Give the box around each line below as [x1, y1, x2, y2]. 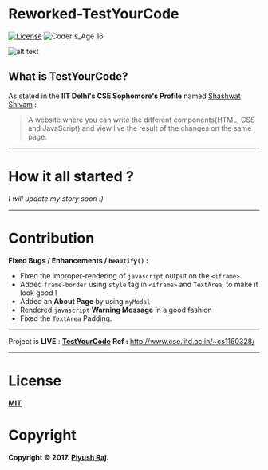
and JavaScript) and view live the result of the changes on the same [27, 123, 252, 132]
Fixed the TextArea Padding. [19, 313, 112, 323]
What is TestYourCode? [8, 69, 128, 84]
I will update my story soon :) [8, 193, 104, 203]
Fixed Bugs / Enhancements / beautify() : [8, 255, 149, 265]
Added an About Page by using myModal [19, 296, 151, 306]
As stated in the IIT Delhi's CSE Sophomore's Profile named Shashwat [8, 91, 241, 101]
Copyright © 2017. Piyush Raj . [8, 452, 109, 462]
